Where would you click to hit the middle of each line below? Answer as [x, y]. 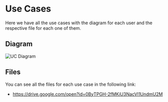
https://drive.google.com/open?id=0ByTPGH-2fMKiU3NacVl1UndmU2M [88, 94]
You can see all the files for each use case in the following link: [71, 84]
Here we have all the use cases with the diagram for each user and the [79, 23]
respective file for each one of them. [43, 28]
